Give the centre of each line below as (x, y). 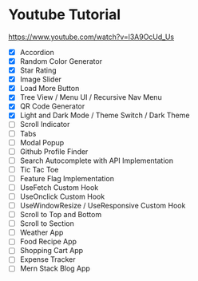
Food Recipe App (48, 242)
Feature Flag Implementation (67, 178)
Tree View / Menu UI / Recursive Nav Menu (91, 97)
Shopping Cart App (51, 251)
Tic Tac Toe (39, 169)
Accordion (37, 52)
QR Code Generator (52, 106)
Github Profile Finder (54, 151)
